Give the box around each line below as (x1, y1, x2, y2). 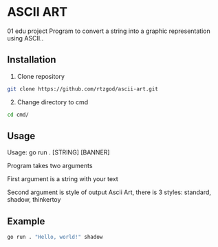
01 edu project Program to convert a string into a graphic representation (7, 27, 211, 35)
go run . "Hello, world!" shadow (7, 234, 103, 241)
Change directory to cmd (17, 97, 89, 106)
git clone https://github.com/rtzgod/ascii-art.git (7, 85, 158, 93)
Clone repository (17, 72, 65, 80)
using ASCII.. (7, 34, 44, 42)
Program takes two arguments (7, 162, 93, 170)
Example (7, 215, 45, 227)
